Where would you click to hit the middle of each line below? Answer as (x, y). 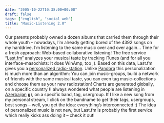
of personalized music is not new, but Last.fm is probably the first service (79, 110)
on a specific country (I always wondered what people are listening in (75, 89)
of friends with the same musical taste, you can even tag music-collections (81, 79)
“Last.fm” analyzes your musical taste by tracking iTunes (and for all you (78, 58)
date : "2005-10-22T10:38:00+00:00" (41, 10)
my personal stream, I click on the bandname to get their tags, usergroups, (80, 100)
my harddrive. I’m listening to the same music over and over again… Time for (82, 48)
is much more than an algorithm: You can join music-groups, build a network (82, 74)
